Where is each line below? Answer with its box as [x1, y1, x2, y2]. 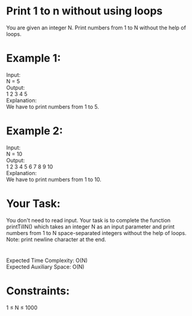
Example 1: [6, 52, 61, 65]
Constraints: [6, 284, 70, 298]
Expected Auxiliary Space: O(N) [6, 263, 85, 270]
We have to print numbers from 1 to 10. [6, 176, 102, 183]
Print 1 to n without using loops [6, 4, 163, 18]
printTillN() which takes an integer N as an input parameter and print [6, 223, 175, 230]
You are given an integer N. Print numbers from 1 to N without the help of [6, 24, 186, 31]
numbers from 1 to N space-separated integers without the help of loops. [6, 229, 187, 236]
